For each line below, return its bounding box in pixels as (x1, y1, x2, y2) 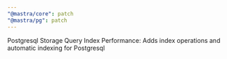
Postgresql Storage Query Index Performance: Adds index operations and (7, 36, 221, 44)
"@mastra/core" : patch (7, 10, 74, 18)
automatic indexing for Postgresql (7, 44, 105, 52)
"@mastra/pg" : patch (7, 17, 68, 24)
